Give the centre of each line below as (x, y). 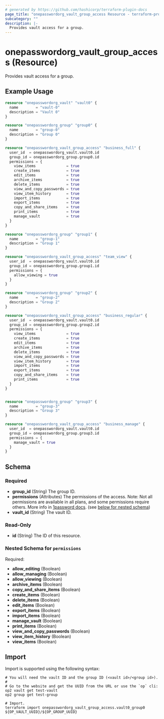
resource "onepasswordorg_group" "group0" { (51, 126)
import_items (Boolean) (36, 616)
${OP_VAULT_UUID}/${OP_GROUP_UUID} (41, 712)
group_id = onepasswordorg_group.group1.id (54, 266)
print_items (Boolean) (34, 626)
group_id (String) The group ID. (44, 491)
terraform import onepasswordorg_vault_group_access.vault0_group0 (75, 708)
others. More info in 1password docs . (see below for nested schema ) (81, 507)
